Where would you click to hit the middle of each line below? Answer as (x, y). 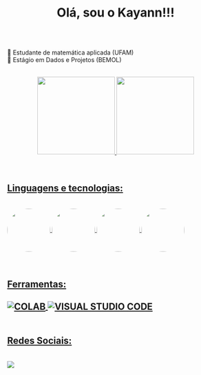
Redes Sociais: (40, 341)
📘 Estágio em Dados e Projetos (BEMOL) (64, 59)
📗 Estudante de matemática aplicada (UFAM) (71, 52)
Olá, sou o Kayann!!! (116, 13)
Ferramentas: (37, 284)
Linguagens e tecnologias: (65, 189)
